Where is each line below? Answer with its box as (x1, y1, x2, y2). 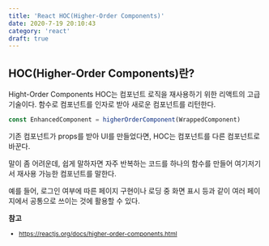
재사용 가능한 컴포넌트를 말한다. (16, 168, 117, 178)
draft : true (8, 34, 49, 43)
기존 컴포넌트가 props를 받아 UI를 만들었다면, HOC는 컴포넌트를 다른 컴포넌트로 (8, 131, 261, 141)
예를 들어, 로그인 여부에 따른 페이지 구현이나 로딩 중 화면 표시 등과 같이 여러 (8, 185, 246, 195)
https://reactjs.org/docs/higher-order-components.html (19, 229, 177, 238)
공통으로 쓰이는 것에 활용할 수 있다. (29, 196, 140, 206)
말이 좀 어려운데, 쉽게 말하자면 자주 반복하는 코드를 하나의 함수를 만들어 (8, 159, 233, 168)
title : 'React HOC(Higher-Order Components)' (8, 11, 164, 20)
